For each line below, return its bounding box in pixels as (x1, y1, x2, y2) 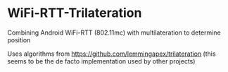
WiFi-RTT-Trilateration (7, 5, 142, 21)
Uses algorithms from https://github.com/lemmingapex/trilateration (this (7, 49, 216, 58)
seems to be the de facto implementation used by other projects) (7, 56, 196, 65)
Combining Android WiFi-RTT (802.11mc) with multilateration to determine (7, 28, 221, 37)
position (7, 35, 31, 44)
